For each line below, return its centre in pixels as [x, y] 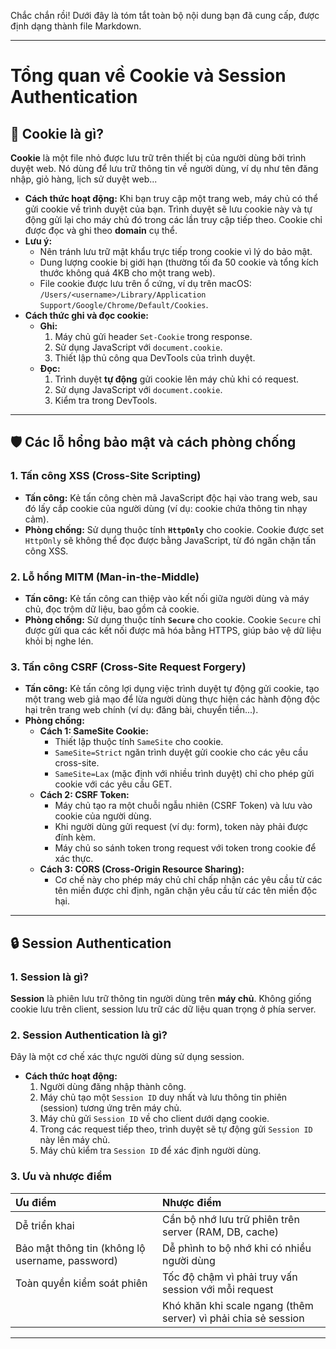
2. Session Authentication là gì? [89, 1035]
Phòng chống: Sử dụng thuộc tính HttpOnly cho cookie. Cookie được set [174, 529]
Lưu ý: [38, 241]
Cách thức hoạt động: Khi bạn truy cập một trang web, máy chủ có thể [171, 198]
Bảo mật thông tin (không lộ [80, 1248]
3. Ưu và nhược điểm [61, 1177]
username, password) [66, 1260]
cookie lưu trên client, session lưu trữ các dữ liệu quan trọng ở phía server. [163, 1009]
